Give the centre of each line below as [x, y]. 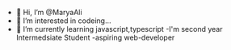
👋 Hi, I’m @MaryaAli [49, 12]
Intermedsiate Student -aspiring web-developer [95, 37]
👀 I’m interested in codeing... [63, 21]
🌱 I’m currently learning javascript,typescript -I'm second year [119, 29]
